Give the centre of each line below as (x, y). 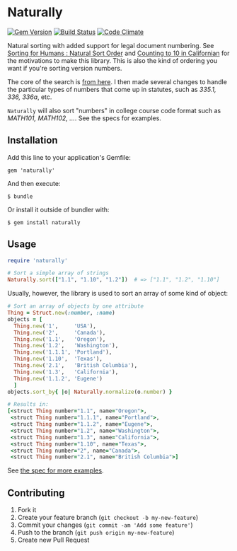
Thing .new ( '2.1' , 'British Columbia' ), (76, 366)
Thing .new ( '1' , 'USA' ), (55, 326)
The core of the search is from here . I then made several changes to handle (117, 81)
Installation (33, 140)
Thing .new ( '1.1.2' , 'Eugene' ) (58, 378)
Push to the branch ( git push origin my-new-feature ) (96, 533)
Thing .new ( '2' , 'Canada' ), (60, 332)
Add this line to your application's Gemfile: (69, 157)
